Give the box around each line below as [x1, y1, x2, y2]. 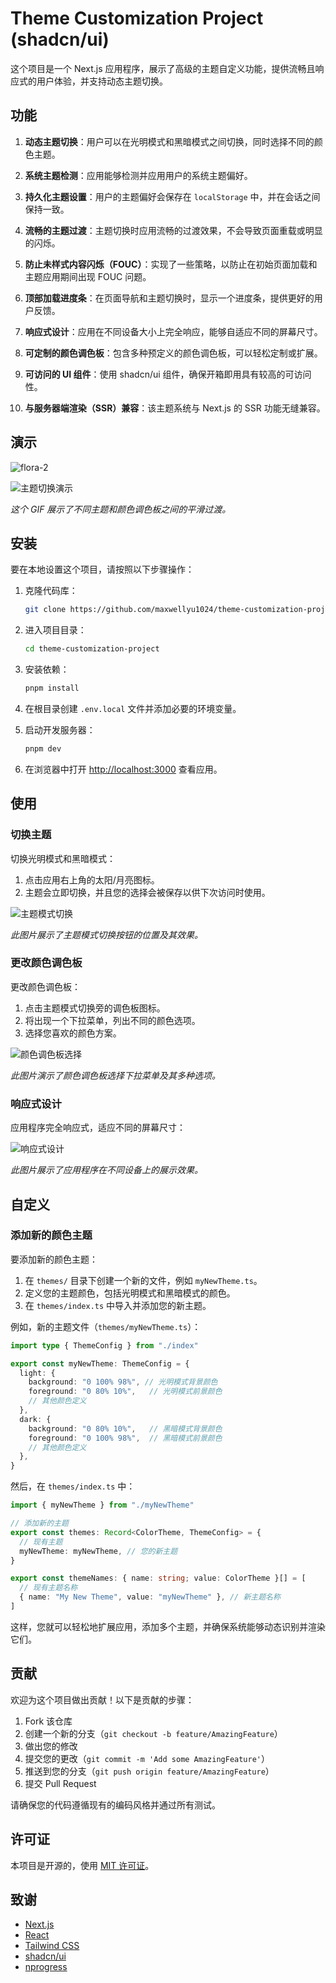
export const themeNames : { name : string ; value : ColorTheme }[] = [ [10, 1573, 307, 1584]
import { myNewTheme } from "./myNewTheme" [10, 1500, 195, 1511]
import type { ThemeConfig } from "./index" [10, 1340, 199, 1351]
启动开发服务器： [24, 724, 96, 736]
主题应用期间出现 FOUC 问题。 [24, 270, 152, 282]
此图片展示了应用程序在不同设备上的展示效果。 [10, 1164, 203, 1176]
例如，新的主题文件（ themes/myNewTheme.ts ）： [10, 1320, 202, 1332]
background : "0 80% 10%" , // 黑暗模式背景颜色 [28, 1423, 223, 1434]
